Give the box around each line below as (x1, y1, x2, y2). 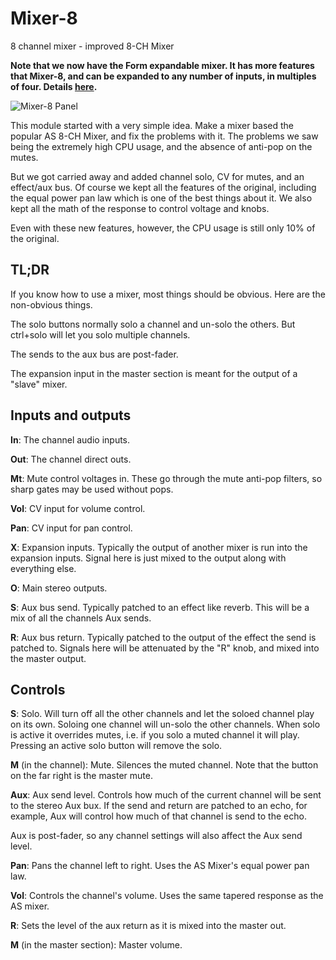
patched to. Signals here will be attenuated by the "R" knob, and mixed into (10, 642, 320, 654)
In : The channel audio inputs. (10, 433, 131, 446)
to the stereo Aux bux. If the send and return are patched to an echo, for (10, 800, 308, 812)
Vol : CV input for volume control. (10, 502, 146, 514)
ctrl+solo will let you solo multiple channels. (10, 328, 191, 341)
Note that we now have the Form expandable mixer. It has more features (10, 59, 315, 71)
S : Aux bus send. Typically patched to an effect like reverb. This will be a (10, 601, 310, 613)
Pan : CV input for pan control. (10, 522, 133, 534)
